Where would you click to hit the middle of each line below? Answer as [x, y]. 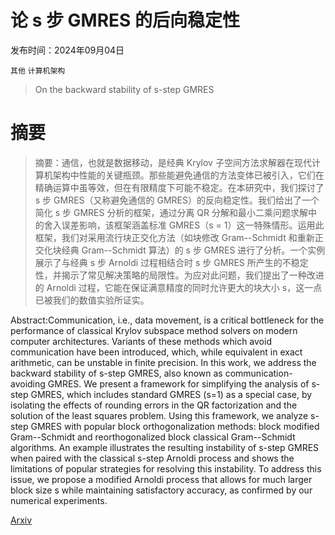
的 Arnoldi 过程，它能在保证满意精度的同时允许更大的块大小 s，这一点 [178, 287]
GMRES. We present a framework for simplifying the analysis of [178, 383]
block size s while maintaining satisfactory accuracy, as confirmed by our [161, 490]
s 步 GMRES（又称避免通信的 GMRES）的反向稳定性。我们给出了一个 [177, 200]
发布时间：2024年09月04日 [67, 50]
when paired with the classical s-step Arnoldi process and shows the [152, 458]
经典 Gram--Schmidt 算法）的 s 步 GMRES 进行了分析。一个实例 [193, 250]
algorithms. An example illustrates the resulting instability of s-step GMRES [165, 447]
